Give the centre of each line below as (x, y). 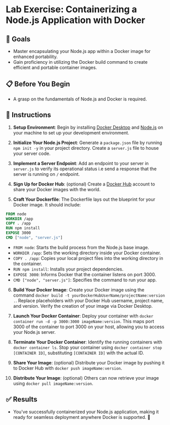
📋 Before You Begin (38, 84)
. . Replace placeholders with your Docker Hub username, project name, (88, 300)
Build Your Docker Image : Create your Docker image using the (79, 289)
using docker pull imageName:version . (53, 383)
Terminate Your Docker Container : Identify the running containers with (88, 342)
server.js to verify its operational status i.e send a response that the (85, 169)
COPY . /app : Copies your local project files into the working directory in (88, 258)
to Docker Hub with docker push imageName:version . (67, 368)
